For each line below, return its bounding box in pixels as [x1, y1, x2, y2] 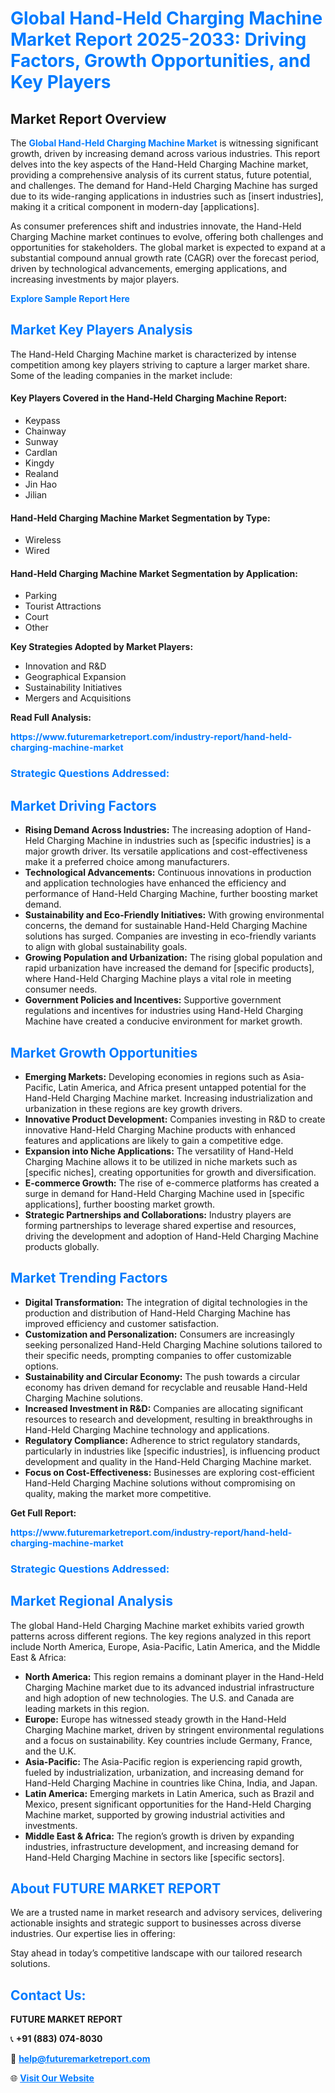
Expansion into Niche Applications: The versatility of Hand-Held [24, 1145, 294, 1157]
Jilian [24, 489, 48, 501]
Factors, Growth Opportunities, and [10, 50, 312, 72]
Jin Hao [24, 478, 58, 491]
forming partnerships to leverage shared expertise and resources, [24, 1219, 297, 1231]
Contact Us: [10, 1987, 87, 2004]
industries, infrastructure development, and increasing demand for [24, 1840, 300, 1852]
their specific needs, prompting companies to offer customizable [24, 1349, 292, 1361]
